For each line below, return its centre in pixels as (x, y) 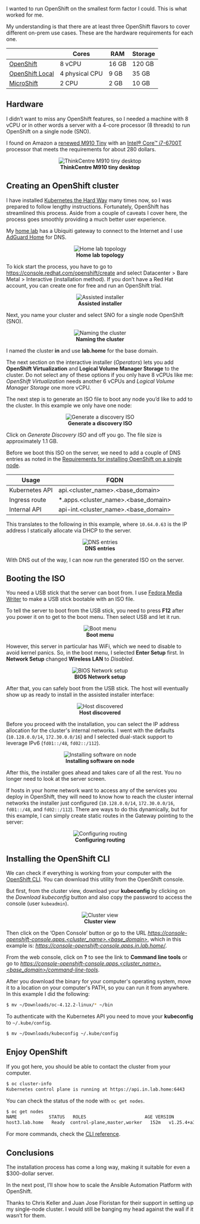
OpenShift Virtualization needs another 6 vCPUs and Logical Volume (90, 381)
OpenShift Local (32, 74)
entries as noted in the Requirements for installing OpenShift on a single (94, 459)
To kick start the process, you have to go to (60, 266)
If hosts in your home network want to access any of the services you (92, 790)
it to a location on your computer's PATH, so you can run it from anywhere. (98, 988)
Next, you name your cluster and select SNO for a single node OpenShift (95, 314)
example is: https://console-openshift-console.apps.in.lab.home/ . (87, 946)
